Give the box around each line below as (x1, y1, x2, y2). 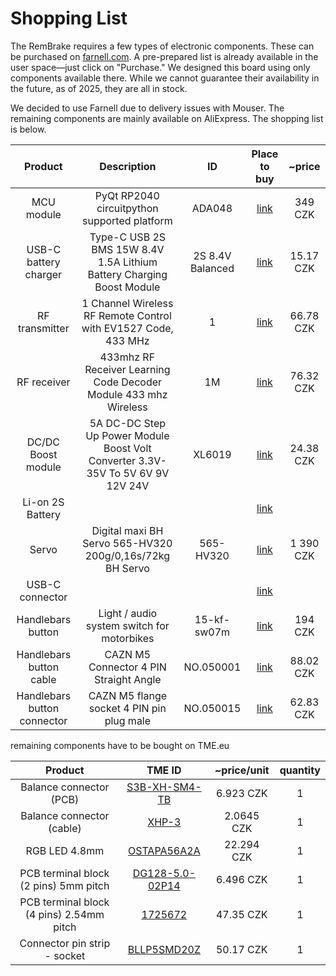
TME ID (146, 763, 182, 777)
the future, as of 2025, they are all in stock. (10, 82, 188, 94)
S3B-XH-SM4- (126, 780, 202, 794)
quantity (279, 763, 321, 777)
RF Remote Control (83, 308, 172, 322)
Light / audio (98, 606, 158, 620)
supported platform (82, 213, 173, 227)
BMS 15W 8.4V (91, 242, 165, 256)
